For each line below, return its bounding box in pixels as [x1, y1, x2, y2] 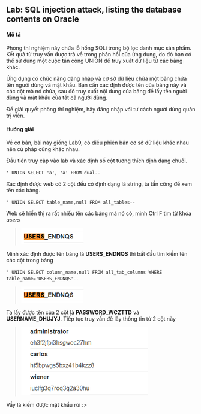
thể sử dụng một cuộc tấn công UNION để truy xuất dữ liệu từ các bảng [6, 57, 183, 64]
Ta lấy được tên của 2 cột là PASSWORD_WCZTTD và [6, 309, 140, 316]
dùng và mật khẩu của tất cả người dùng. [6, 94, 108, 101]
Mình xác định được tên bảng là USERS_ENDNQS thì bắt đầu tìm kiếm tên [6, 250, 188, 257]
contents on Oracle [6, 14, 79, 25]
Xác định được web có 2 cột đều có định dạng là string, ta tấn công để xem [6, 180, 193, 188]
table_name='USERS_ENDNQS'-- [6, 276, 79, 282]
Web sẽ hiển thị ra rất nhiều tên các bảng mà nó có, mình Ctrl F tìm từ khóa [6, 210, 192, 217]
